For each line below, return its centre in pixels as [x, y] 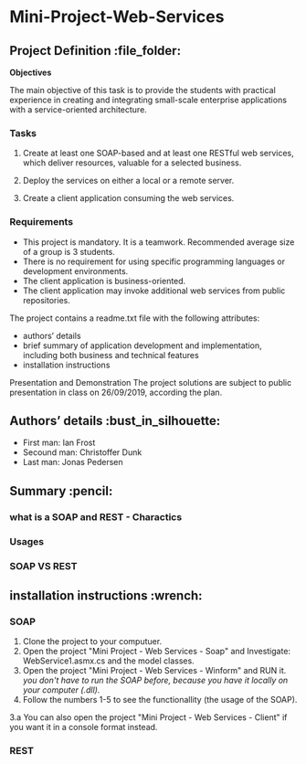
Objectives [31, 72]
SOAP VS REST [43, 566]
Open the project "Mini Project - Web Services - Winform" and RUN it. [154, 671]
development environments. [75, 271]
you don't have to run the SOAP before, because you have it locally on [155, 680]
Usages [26, 541]
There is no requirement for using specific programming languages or [154, 261]
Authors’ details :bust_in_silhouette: [115, 421]
